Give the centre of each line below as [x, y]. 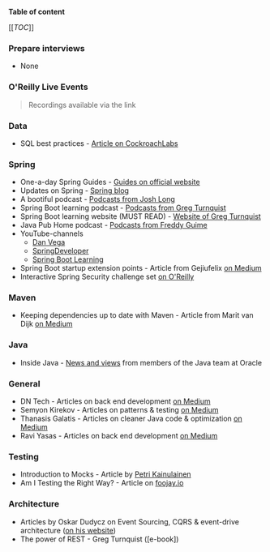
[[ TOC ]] [21, 27]
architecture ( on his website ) [68, 530]
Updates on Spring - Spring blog [75, 190]
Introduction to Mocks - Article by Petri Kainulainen [106, 474]
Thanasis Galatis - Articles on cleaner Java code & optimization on [131, 419]
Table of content [36, 12]
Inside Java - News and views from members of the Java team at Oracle [141, 362]
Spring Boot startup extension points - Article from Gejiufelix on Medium [141, 268]
